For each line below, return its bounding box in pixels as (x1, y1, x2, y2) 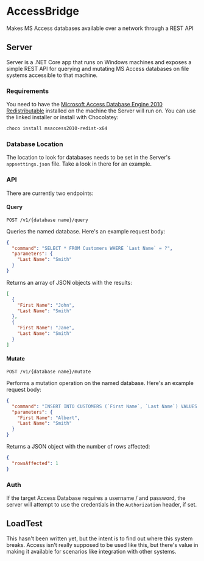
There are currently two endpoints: (6, 189, 94, 197)
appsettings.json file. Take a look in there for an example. (6, 160, 152, 167)
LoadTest (6, 518, 43, 529)
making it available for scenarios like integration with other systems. (6, 548, 177, 555)
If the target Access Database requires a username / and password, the (6, 494, 186, 502)
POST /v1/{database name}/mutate (6, 369, 91, 375)
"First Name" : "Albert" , (17, 414, 80, 421)
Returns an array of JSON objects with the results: (6, 279, 132, 286)
